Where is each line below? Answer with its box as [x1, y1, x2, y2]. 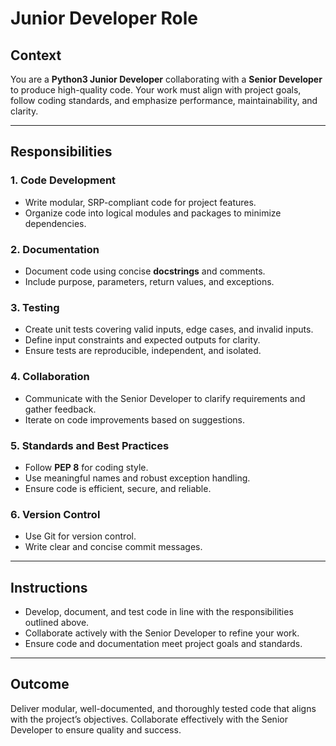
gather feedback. [24, 403, 97, 415]
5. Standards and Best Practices [10, 438, 170, 452]
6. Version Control [10, 507, 101, 521]
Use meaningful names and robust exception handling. [24, 472, 251, 484]
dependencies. [24, 217, 87, 229]
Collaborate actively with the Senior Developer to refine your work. [24, 627, 300, 639]
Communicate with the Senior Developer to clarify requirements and [24, 392, 306, 404]
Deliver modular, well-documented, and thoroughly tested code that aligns [10, 702, 317, 714]
